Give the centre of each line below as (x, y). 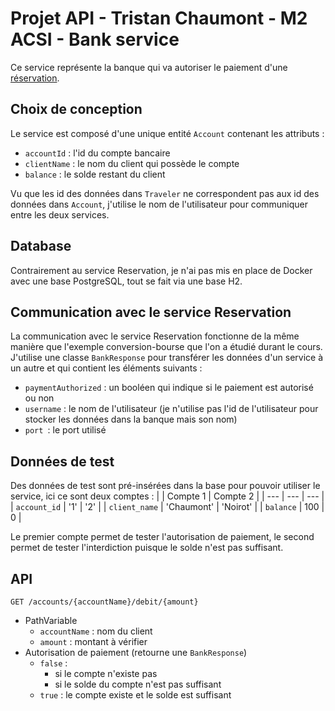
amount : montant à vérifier (93, 641)
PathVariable (51, 620)
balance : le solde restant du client (95, 174)
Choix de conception (76, 109)
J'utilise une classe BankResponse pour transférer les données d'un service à (167, 358)
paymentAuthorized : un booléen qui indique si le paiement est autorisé (169, 388)
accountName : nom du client (96, 631)
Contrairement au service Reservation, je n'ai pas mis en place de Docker (161, 270)
